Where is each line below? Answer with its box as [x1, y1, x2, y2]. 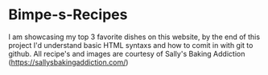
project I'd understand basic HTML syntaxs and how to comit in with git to [8, 40, 254, 49]
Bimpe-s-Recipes [8, 6, 128, 24]
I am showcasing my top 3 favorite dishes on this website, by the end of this [8, 32, 260, 41]
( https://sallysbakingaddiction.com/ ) [8, 57, 129, 67]
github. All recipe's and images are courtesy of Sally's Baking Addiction [8, 49, 245, 58]
